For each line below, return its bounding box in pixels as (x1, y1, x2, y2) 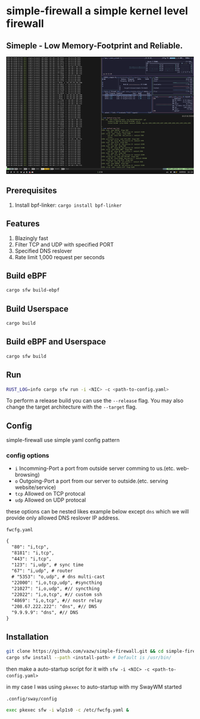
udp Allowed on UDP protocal (14, 496, 86, 504)
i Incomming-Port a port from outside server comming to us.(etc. (14, 465, 176, 472)
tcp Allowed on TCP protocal (14, 490, 86, 497)
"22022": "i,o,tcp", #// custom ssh (11, 592, 102, 598)
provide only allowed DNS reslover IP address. (6, 514, 120, 522)
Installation (6, 631, 49, 642)
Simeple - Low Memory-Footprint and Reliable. (6, 41, 183, 51)
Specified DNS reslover (14, 247, 73, 254)
